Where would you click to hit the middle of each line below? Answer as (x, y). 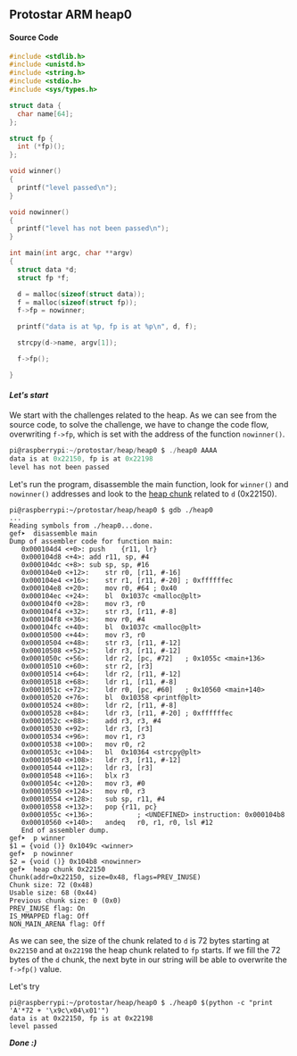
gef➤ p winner (37, 838)
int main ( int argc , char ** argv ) (71, 254)
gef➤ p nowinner (41, 853)
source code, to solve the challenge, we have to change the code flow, (139, 425)
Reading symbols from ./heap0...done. (81, 526)
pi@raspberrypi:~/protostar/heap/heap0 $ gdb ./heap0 (111, 510)
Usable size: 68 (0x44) (54, 893)
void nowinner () (39, 212)
